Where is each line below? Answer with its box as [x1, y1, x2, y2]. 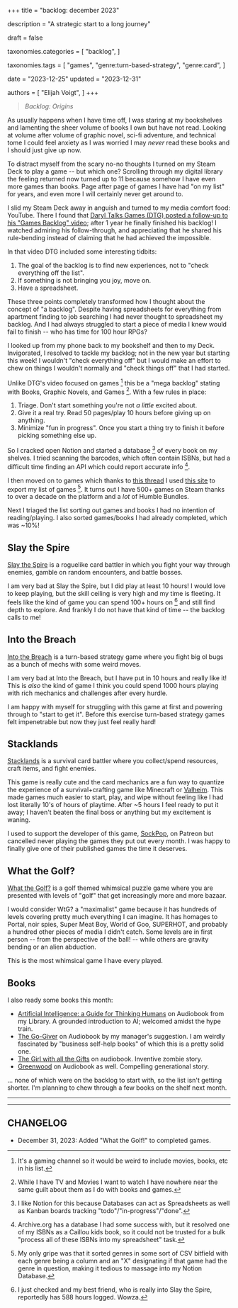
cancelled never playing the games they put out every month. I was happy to [7, 837, 231, 845]
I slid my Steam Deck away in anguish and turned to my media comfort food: [7, 203, 231, 212]
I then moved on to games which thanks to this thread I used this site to [7, 476, 216, 485]
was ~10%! [7, 521, 40, 530]
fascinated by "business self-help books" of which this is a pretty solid [17, 1039, 225, 1048]
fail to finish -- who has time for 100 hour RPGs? [7, 327, 147, 336]
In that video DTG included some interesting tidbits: [7, 247, 157, 256]
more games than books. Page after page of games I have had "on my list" [7, 182, 225, 191]
